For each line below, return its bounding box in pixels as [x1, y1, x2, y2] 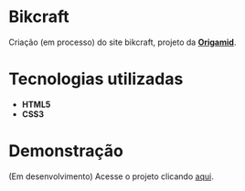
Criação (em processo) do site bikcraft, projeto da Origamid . [8, 37, 237, 48]
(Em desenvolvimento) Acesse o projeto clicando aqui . [8, 171, 214, 182]
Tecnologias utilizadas [8, 69, 184, 90]
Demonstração [8, 141, 124, 162]
